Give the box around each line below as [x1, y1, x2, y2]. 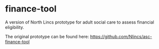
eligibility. [5, 24, 24, 30]
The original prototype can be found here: [5, 34, 89, 39]
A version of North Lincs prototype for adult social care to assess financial [5, 19, 155, 25]
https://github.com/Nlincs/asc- [90, 34, 152, 39]
